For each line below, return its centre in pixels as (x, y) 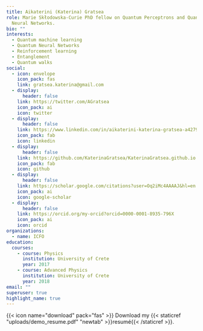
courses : (23, 248)
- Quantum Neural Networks (46, 46)
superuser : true (27, 293)
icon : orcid (32, 225)
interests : (20, 34)
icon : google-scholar (44, 197)
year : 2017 (36, 265)
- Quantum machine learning (47, 40)
